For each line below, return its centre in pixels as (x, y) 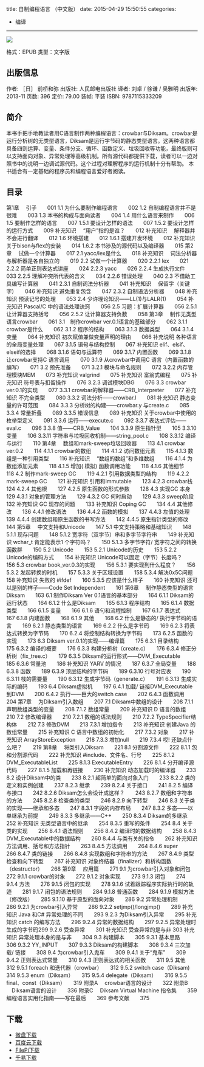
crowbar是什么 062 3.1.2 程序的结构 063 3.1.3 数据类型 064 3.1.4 (100, 330)
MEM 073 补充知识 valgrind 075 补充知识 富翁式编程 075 (106, 375)
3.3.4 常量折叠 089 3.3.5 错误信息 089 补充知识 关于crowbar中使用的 (101, 413)
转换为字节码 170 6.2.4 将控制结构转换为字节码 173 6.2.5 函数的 (105, 634)
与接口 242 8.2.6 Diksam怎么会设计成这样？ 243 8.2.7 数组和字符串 (100, 793)
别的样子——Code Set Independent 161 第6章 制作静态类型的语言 (105, 588)
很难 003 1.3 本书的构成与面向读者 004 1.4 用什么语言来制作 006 (100, 215)
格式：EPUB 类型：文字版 (38, 52)
